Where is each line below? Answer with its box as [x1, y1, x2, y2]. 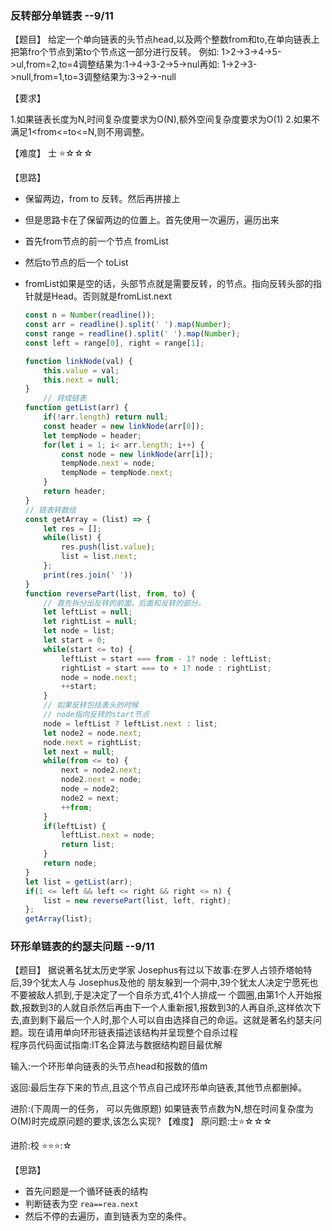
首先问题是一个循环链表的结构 [24, 1185, 148, 1197]
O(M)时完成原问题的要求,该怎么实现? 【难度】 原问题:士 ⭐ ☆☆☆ [10, 1115, 273, 1127]
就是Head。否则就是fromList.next [33, 290, 172, 302]
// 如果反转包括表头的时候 [43, 700, 139, 711]
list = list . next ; [61, 552, 138, 562]
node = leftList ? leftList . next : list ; [43, 718, 218, 729]
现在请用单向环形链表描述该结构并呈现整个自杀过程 [27, 1027, 238, 1039]
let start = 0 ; [43, 635, 107, 646]
